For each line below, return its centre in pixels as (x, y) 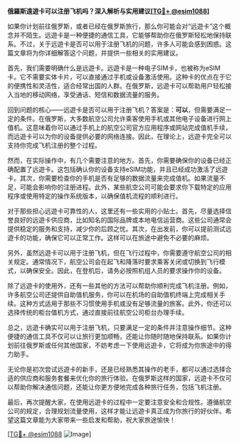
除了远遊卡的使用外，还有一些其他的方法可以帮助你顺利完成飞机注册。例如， (119, 286)
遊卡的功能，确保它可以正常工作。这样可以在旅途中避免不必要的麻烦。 (110, 238)
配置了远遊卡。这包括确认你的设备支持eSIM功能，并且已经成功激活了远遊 (121, 169)
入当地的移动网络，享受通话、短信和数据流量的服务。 (85, 95)
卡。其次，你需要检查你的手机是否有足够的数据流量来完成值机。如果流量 (113, 178)
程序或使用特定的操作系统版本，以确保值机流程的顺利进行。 (95, 196)
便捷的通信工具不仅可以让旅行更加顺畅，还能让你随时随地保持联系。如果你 (116, 336)
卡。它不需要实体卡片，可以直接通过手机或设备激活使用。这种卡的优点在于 (116, 77)
